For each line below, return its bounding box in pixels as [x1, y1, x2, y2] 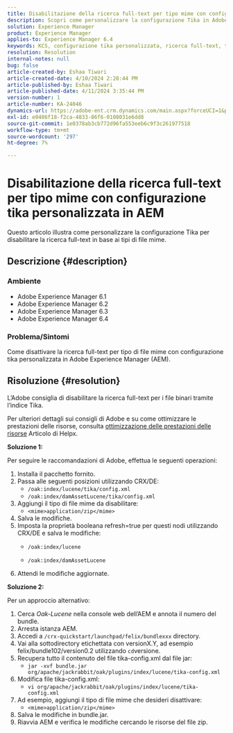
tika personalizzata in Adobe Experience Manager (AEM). [7, 355, 171, 364]
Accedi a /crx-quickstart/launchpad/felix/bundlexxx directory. [17, 631, 201, 640]
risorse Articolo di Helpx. [7, 429, 78, 437]
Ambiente [7, 276, 42, 286]
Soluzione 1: [7, 442, 43, 451]
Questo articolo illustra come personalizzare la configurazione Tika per [7, 228, 210, 236]
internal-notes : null [7, 56, 70, 63]
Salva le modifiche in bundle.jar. [17, 710, 109, 718]
